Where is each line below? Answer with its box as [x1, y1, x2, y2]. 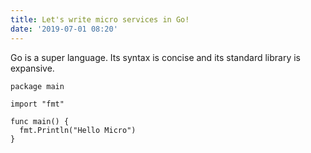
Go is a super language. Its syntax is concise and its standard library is [10, 51, 302, 63]
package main [10, 81, 65, 91]
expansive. [10, 62, 55, 74]
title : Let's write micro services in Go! [10, 14, 190, 25]
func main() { [10, 116, 70, 126]
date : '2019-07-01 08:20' [10, 24, 118, 34]
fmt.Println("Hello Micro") [19, 125, 137, 135]
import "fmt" [10, 99, 65, 109]
